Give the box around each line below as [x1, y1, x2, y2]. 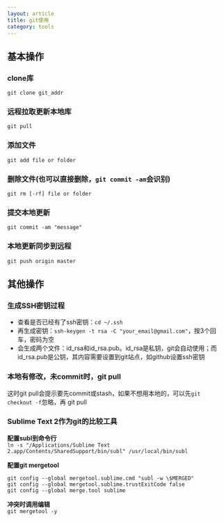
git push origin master [7, 258, 77, 264]
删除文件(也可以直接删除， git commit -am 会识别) [7, 174, 170, 184]
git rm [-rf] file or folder [7, 190, 92, 197]
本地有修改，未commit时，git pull [7, 372, 122, 381]
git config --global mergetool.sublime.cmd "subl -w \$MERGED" [7, 475, 195, 482]
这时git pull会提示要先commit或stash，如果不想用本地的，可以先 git [7, 389, 201, 397]
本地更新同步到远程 [7, 242, 72, 251]
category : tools [7, 23, 54, 30]
